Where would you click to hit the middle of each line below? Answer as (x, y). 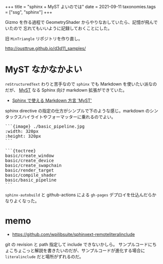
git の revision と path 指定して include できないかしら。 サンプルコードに (79, 244)
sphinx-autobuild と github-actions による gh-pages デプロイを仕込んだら (79, 195)
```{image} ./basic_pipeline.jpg (45, 126)
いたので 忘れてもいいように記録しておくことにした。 (59, 28)
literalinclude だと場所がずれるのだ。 (44, 256)
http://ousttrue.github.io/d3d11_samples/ (45, 48)
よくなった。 (26, 201)
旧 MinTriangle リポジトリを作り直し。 (44, 38)
